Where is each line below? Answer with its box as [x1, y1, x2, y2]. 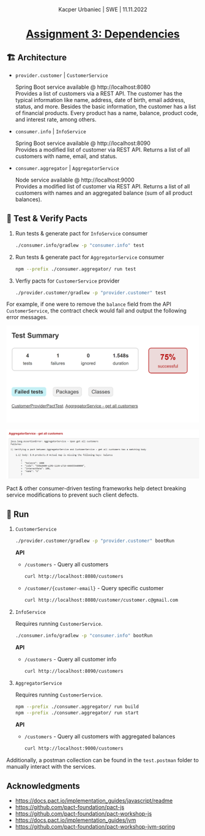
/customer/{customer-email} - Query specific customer [24, 584, 164, 591]
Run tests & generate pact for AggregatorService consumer [15, 253, 165, 261]
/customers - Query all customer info [24, 655, 117, 663]
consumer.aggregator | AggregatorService [15, 165, 119, 171]
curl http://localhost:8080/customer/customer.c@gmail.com [24, 597, 179, 603]
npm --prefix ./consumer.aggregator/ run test [15, 266, 136, 272]
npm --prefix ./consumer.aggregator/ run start [15, 710, 139, 716]
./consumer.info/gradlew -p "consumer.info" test [15, 242, 145, 248]
